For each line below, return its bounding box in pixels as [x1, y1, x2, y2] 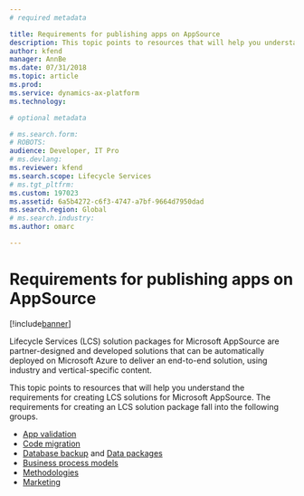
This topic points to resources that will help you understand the [9, 382, 245, 393]
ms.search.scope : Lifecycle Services [9, 171, 152, 181]
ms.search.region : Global [9, 205, 107, 215]
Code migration [22, 438, 81, 449]
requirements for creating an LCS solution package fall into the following [9, 401, 279, 412]
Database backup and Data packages [22, 447, 163, 458]
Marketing [22, 476, 62, 487]
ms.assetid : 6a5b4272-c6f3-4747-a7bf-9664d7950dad [9, 196, 204, 206]
